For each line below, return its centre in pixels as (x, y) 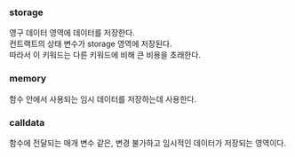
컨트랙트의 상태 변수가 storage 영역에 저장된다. (91, 44)
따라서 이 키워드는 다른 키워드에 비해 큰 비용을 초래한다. (105, 55)
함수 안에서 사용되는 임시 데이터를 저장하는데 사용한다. (103, 98)
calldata (27, 122)
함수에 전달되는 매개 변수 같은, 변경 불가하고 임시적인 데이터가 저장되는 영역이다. (148, 143)
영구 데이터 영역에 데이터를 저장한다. (72, 33)
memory (28, 79)
